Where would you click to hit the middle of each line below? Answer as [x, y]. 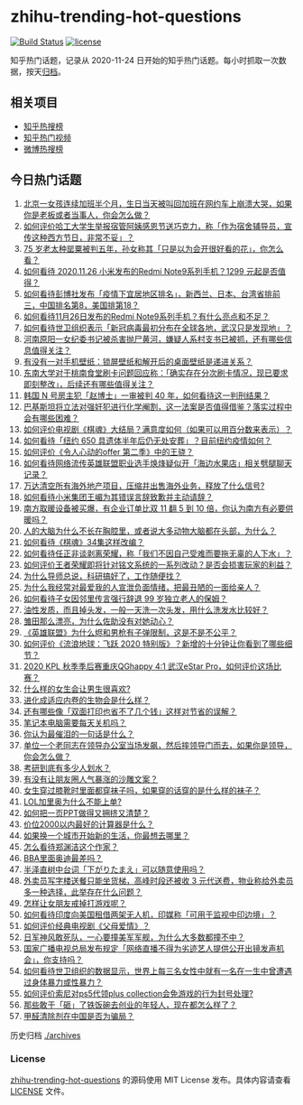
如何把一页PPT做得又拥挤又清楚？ [86, 812]
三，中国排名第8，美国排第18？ [81, 305]
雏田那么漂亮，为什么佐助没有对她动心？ [98, 621]
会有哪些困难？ [51, 418]
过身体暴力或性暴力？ [63, 982]
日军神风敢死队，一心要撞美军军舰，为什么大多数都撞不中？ [134, 937]
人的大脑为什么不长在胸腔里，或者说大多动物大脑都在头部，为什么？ [150, 531]
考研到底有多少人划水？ [67, 767]
